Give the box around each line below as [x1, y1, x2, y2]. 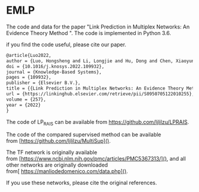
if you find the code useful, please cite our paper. [6, 41, 126, 48]
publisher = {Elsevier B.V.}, [6, 80, 81, 86]
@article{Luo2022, [6, 52, 52, 58]
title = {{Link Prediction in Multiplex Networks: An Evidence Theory [6, 85, 184, 92]
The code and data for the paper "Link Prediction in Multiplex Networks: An [6, 23, 190, 30]
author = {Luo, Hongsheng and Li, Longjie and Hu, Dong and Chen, [6, 57, 174, 64]
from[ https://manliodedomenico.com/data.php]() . [6, 168, 129, 175]
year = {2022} [6, 102, 41, 108]
